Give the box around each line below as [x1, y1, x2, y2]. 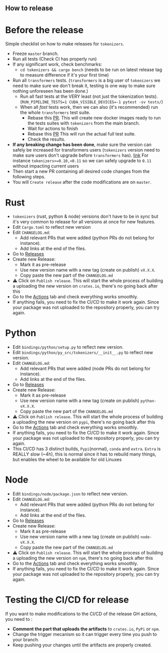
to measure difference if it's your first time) [20, 72, 109, 78]
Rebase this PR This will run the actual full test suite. [27, 131, 136, 137]
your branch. [12, 637, 39, 643]
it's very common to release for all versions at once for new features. [12, 219, 156, 225]
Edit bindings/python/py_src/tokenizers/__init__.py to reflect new [12, 350, 153, 356]
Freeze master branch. [12, 50, 59, 57]
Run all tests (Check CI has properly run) [12, 56, 97, 62]
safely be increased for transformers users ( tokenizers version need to [12, 147, 160, 153]
